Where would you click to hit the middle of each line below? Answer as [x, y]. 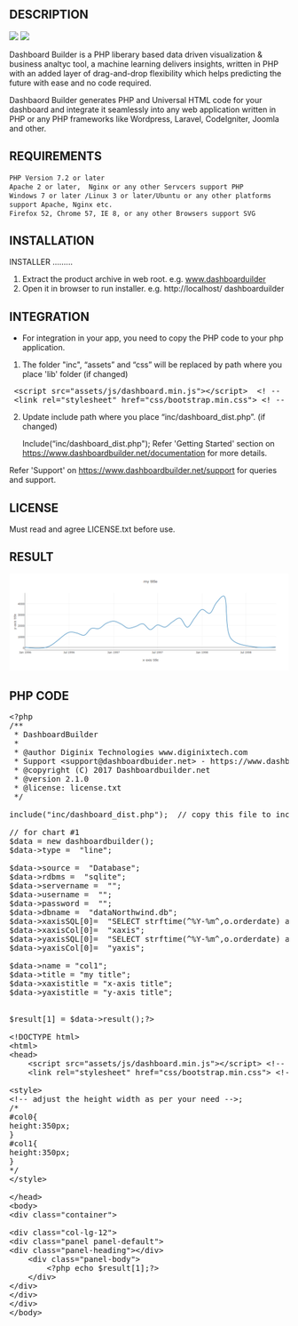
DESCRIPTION [49, 15]
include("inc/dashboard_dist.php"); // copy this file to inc [149, 814]
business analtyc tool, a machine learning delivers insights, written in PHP [144, 64]
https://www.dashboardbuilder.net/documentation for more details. [145, 454]
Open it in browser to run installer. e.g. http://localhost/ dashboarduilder [153, 289]
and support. [32, 480]
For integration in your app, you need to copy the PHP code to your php [153, 338]
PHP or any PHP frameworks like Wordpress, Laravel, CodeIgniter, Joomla [144, 118]
